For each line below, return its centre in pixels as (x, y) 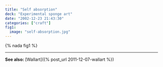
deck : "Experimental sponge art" (39, 14)
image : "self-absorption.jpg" (40, 32)
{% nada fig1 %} (21, 46)
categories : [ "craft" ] (28, 23)
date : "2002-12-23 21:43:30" (34, 18)
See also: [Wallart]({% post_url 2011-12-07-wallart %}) (59, 59)
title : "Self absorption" (31, 9)
